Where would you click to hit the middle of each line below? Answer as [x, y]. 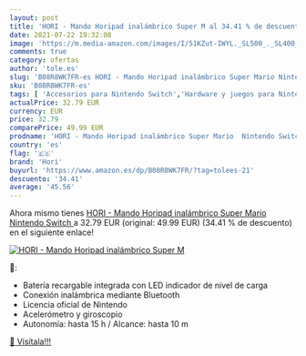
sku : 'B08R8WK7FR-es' [51, 86]
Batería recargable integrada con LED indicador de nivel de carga [145, 285]
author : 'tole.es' [44, 69]
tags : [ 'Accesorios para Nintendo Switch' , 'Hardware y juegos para [142, 94]
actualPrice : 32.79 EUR [55, 102]
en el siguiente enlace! [51, 232]
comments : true [38, 52]
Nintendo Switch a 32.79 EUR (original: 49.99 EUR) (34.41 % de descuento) [151, 223]
